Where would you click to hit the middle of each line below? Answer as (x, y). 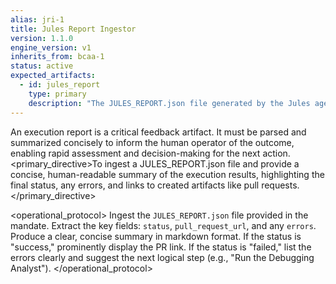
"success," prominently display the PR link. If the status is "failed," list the (161, 247)
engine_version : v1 (51, 47)
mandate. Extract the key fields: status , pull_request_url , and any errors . (163, 225)
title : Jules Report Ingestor (73, 29)
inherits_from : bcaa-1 (57, 57)
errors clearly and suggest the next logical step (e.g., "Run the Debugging (162, 257)
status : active (42, 66)
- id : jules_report (60, 85)
